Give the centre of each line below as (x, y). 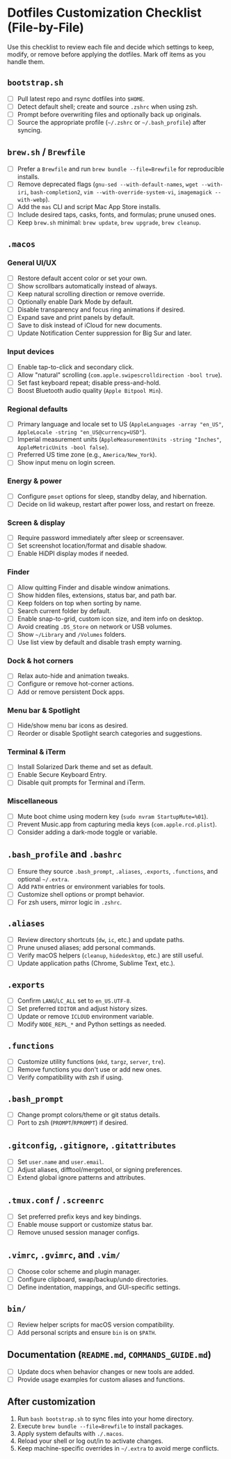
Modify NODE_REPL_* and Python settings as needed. (91, 1024)
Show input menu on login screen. (66, 463)
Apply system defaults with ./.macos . (70, 1433)
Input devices (31, 352)
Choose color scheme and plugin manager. (79, 1271)
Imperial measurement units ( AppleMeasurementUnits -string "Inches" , (119, 440)
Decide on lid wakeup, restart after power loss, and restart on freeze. (116, 504)
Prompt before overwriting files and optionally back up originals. (109, 114)
